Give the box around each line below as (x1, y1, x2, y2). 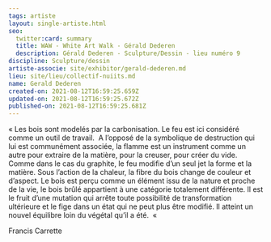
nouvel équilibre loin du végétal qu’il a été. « (8, 210, 158, 220)
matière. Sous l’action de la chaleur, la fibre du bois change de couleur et (8, 168, 252, 177)
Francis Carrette (8, 226, 62, 236)
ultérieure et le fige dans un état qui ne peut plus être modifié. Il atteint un (8, 202, 253, 211)
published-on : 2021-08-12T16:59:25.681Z (8, 102, 147, 110)
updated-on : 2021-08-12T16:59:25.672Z (8, 95, 139, 103)
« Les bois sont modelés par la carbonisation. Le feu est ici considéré (8, 125, 240, 134)
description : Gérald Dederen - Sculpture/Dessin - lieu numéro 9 (15, 49, 241, 57)
